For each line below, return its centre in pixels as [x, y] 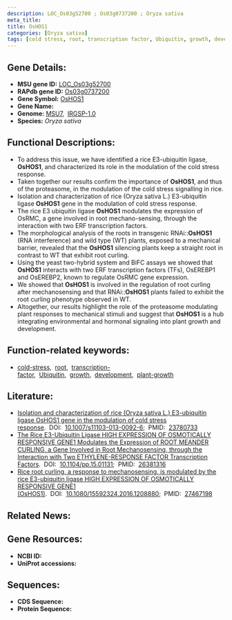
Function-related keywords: [68, 351]
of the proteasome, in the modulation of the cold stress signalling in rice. [120, 188]
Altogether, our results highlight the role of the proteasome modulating [117, 306]
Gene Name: [35, 106]
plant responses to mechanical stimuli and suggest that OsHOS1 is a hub [120, 314]
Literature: [30, 396]
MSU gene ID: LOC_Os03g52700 [64, 84]
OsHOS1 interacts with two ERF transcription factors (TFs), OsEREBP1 [116, 269]
